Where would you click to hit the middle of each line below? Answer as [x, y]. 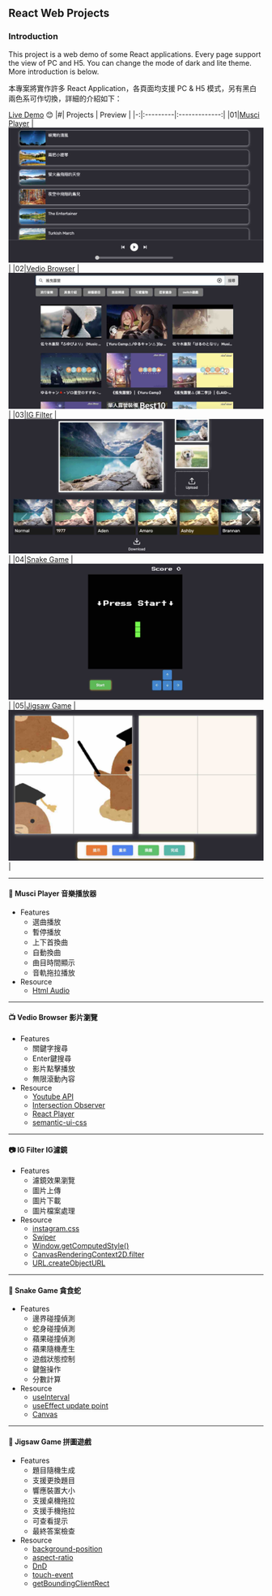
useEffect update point [70, 1406]
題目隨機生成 [53, 1470]
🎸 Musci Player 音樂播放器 [53, 893]
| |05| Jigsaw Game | [42, 706]
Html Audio [51, 990]
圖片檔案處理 [53, 1211]
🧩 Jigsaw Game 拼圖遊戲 [50, 1442]
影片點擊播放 [53, 1068]
